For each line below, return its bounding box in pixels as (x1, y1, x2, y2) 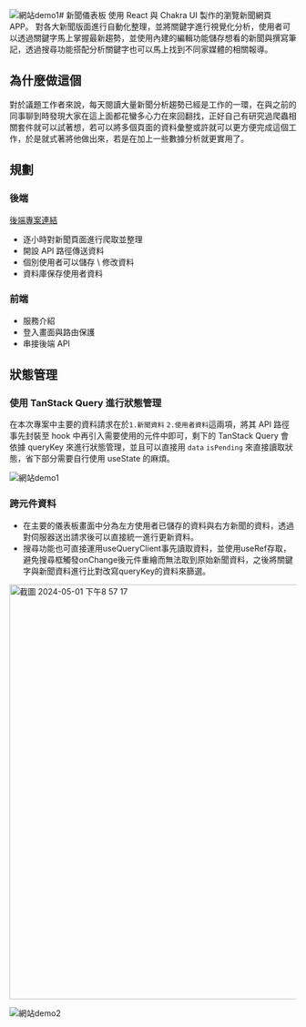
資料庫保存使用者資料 (22, 268, 103, 279)
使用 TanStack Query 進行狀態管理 (9, 397, 162, 410)
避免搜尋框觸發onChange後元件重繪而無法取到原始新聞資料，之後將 (22, 554, 278, 564)
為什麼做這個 (9, 73, 82, 88)
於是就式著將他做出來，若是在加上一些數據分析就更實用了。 (25, 133, 249, 144)
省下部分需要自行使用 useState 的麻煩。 (25, 453, 175, 464)
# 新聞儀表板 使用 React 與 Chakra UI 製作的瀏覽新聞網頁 (58, 10, 271, 20)
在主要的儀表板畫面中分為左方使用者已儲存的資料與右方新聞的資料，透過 (22, 520, 294, 531)
